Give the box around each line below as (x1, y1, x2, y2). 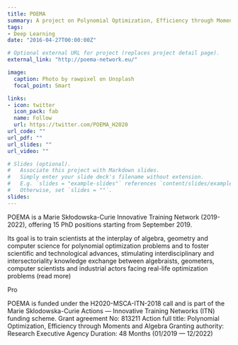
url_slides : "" (7, 141, 52, 148)
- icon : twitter (7, 101, 55, 108)
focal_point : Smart (13, 82, 72, 89)
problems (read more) (7, 271, 72, 280)
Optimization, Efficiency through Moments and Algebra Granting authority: (7, 322, 225, 330)
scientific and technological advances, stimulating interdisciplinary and (7, 249, 215, 257)
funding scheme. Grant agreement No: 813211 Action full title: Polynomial (7, 314, 220, 322)
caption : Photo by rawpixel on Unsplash (13, 75, 135, 82)
